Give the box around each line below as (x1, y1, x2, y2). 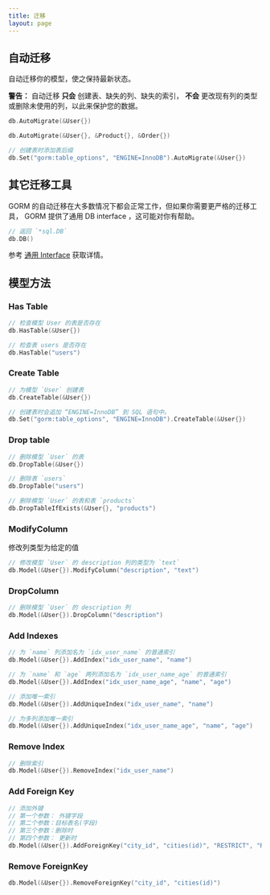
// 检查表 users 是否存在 (8, 341, 87, 349)
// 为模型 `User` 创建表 (8, 386, 84, 394)
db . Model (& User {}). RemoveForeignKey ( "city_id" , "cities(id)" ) (8, 879, 221, 887)
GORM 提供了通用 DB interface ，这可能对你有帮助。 (23, 211, 199, 221)
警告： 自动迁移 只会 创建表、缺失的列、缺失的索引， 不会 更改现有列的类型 (8, 91, 258, 101)
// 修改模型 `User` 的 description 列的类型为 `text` (8, 559, 180, 567)
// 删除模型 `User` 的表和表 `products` (8, 497, 136, 505)
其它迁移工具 (8, 178, 72, 192)
